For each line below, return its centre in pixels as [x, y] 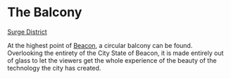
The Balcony [45, 12]
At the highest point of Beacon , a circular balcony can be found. [100, 45]
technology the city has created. [54, 68]
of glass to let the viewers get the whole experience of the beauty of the [112, 60]
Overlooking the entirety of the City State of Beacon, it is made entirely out [115, 53]
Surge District [27, 32]
